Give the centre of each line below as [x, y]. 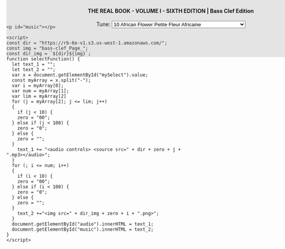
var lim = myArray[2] [39, 96]
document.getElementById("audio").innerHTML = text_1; [83, 224]
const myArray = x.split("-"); [51, 80]
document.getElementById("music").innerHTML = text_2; [83, 230]
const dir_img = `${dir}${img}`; [49, 54]
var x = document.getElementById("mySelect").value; [80, 75]
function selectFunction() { [43, 59]
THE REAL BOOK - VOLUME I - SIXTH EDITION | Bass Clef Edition [171, 11]
